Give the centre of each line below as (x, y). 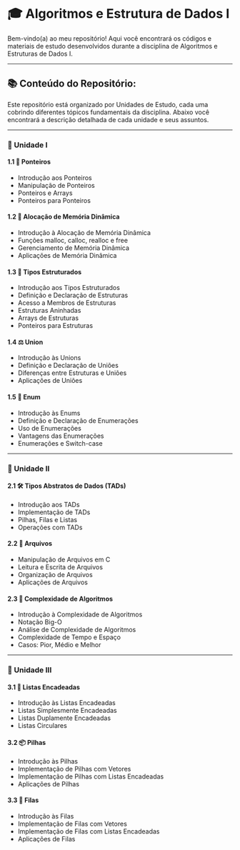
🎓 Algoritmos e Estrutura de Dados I (119, 14)
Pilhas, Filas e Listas (47, 519)
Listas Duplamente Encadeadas (64, 718)
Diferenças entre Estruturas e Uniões (72, 373)
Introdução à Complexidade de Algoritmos (80, 614)
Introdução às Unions (49, 358)
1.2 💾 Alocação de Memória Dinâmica (64, 217)
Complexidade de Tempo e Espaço (69, 637)
